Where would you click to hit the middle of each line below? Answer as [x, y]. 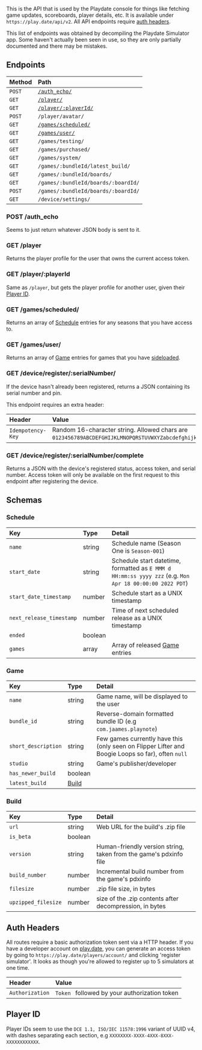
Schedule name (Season [146, 543]
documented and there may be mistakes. [57, 46]
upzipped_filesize [35, 902]
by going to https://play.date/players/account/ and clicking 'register [93, 955]
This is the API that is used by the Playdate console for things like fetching [98, 9]
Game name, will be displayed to [142, 696]
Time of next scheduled [145, 610]
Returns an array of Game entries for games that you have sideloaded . [93, 358]
